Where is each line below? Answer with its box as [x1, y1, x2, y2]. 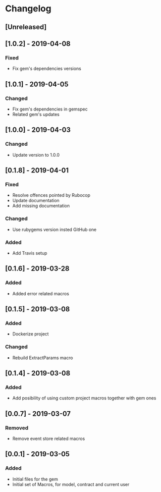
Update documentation [12, 198, 59, 204]
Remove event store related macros [12, 436, 85, 441]
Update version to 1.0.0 [12, 152, 60, 158]
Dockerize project [12, 331, 49, 337]
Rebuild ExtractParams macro [12, 355, 73, 361]
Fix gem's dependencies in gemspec [12, 106, 88, 112]
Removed [5, 424, 29, 431]
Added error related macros [12, 290, 69, 296]
